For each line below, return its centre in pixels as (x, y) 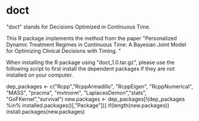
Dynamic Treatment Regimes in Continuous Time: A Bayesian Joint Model (96, 44)
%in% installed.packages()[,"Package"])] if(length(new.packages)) (88, 105)
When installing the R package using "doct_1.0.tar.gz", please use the (91, 62)
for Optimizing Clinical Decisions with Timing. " (64, 50)
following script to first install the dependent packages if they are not (91, 68)
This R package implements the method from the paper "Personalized (91, 38)
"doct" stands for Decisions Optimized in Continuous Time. (78, 27)
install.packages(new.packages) (45, 112)
